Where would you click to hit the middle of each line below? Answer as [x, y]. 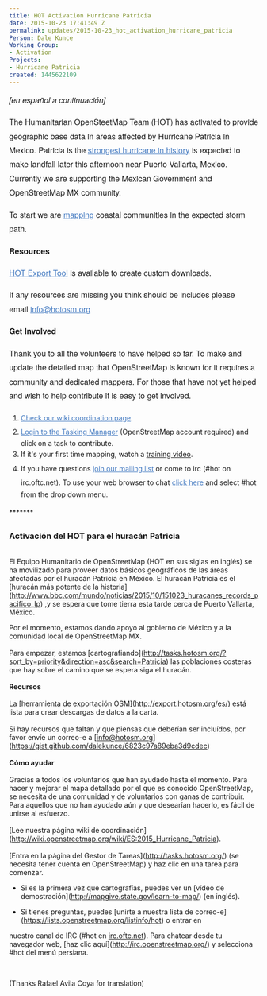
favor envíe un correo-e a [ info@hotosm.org [81, 738]
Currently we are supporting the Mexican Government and [111, 178]
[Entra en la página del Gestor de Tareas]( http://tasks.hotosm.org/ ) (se [124, 856]
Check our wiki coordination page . [76, 417]
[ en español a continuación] [57, 99]
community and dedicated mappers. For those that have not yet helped [133, 382]
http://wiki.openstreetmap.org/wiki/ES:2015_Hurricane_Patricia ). [116, 839]
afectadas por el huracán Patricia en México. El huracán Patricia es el [122, 579]
